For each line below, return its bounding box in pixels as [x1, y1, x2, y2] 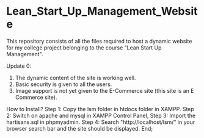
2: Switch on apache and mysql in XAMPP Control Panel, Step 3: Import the [6, 112, 196, 119]
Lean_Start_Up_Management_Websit [6, 4, 198, 18]
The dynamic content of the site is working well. [15, 74, 136, 81]
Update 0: [6, 62, 32, 70]
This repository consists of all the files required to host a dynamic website [6, 37, 192, 45]
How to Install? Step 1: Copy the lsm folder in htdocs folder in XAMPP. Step [6, 105, 194, 112]
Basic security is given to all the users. [15, 81, 112, 88]
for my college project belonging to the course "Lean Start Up [6, 44, 162, 51]
